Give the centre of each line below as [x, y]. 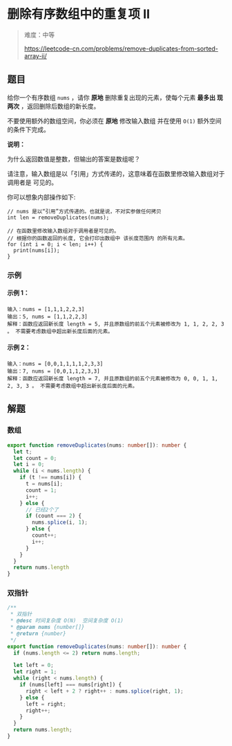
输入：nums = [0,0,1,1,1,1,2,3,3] [55, 364]
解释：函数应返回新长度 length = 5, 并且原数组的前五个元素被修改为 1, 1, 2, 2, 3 [116, 324]
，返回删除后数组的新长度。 [60, 106]
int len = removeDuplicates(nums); [58, 217]
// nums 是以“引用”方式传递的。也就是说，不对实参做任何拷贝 [84, 211]
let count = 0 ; [35, 458]
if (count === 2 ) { [53, 516]
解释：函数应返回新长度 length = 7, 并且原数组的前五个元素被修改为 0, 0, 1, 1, [113, 379]
